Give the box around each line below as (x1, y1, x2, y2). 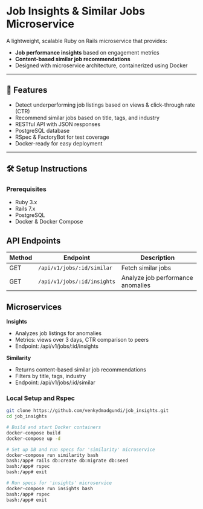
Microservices (6, 302, 62, 312)
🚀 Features (6, 85, 48, 95)
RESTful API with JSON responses (14, 120, 101, 128)
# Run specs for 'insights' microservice (6, 480, 112, 486)
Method (9, 253, 33, 262)
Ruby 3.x (14, 199, 37, 206)
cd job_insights (6, 413, 47, 419)
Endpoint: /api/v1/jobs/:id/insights (14, 342, 98, 350)
